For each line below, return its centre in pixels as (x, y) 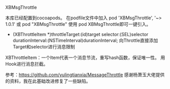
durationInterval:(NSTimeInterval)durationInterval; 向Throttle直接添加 (85, 40)
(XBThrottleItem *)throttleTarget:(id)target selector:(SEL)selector (80, 34)
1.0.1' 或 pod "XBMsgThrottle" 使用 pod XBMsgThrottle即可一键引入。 (78, 24)
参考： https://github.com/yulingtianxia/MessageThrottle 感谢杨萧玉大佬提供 (85, 75)
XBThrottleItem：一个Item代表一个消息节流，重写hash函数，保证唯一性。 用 (85, 57)
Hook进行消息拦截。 (27, 64)
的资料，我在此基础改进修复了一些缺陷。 (48, 81)
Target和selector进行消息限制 (44, 47)
